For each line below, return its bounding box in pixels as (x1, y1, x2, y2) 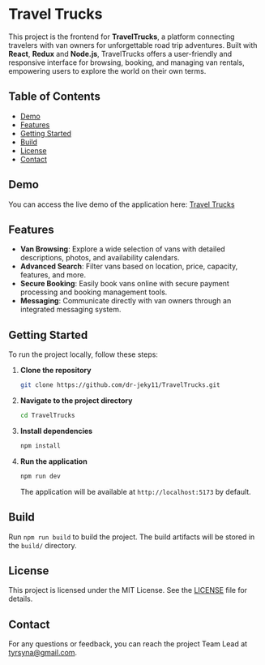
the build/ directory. (8, 540, 77, 550)
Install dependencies (19, 426, 93, 435)
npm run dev (19, 472, 61, 480)
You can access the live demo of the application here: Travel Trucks (8, 199, 235, 209)
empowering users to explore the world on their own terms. (8, 66, 207, 75)
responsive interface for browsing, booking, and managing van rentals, (8, 58, 245, 67)
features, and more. (19, 270, 87, 280)
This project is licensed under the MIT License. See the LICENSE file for (8, 586, 248, 595)
